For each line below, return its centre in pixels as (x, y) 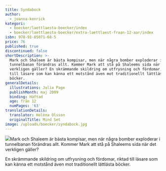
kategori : (15, 23)
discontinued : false (26, 51)
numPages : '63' (25, 106)
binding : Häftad (26, 97)
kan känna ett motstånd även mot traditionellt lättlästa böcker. (68, 164)
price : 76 (15, 42)
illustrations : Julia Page (37, 87)
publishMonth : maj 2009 (34, 92)
